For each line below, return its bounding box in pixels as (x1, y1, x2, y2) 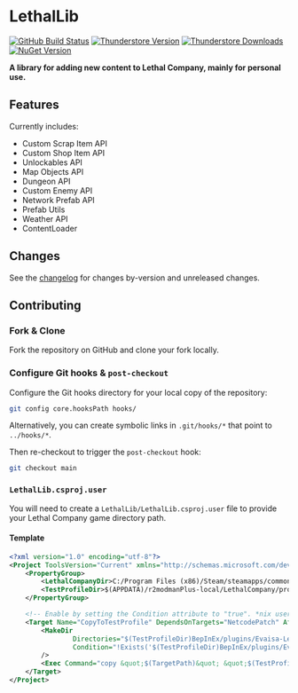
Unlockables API (21, 157, 82, 168)
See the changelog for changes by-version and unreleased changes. (9, 272, 260, 283)
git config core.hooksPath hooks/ (9, 404, 137, 413)
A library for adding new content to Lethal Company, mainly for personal (9, 62, 281, 73)
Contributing (9, 297, 82, 312)
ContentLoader (21, 223, 78, 233)
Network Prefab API (21, 194, 95, 205)
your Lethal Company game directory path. (9, 512, 167, 523)
